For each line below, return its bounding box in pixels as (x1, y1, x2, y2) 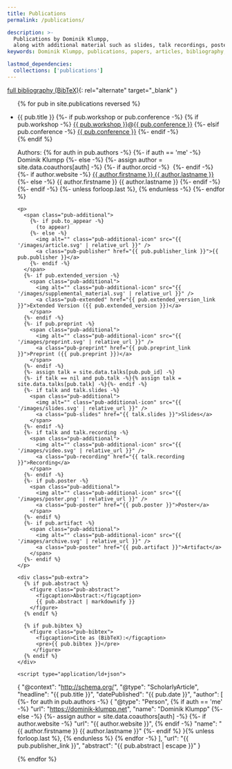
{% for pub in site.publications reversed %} (17, 99, 141, 108)
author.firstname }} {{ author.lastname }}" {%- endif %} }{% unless (23, 726, 215, 735)
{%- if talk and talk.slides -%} (23, 387, 120, 393)
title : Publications (7, 10, 67, 17)
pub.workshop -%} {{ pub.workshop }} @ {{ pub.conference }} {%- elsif (17, 120, 220, 128)
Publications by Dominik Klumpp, (13, 35, 110, 42)
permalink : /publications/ (7, 17, 85, 23)
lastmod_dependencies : (7, 61, 72, 68)
